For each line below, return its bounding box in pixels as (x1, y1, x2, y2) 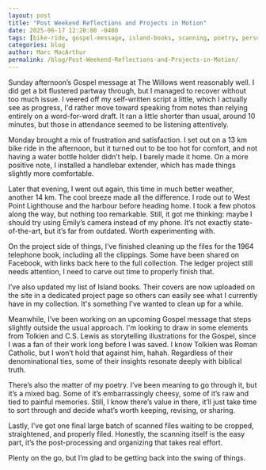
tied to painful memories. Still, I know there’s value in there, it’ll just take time (8, 397, 257, 407)
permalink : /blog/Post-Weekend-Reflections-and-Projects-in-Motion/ (8, 56, 239, 64)
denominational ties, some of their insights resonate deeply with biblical (8, 356, 242, 365)
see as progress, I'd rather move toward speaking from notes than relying (8, 102, 248, 112)
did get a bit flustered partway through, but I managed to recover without (8, 86, 247, 95)
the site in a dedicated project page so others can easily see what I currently (8, 290, 258, 300)
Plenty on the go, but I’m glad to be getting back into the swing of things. (8, 453, 246, 462)
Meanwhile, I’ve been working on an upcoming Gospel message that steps (8, 314, 252, 323)
